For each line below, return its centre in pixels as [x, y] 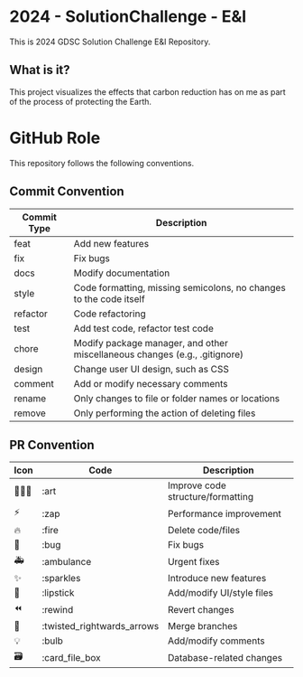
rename [30, 398]
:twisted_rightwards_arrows [101, 626]
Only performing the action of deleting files [165, 413]
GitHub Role [55, 138]
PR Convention [52, 445]
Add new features [111, 243]
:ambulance [67, 561]
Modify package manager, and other [151, 343]
